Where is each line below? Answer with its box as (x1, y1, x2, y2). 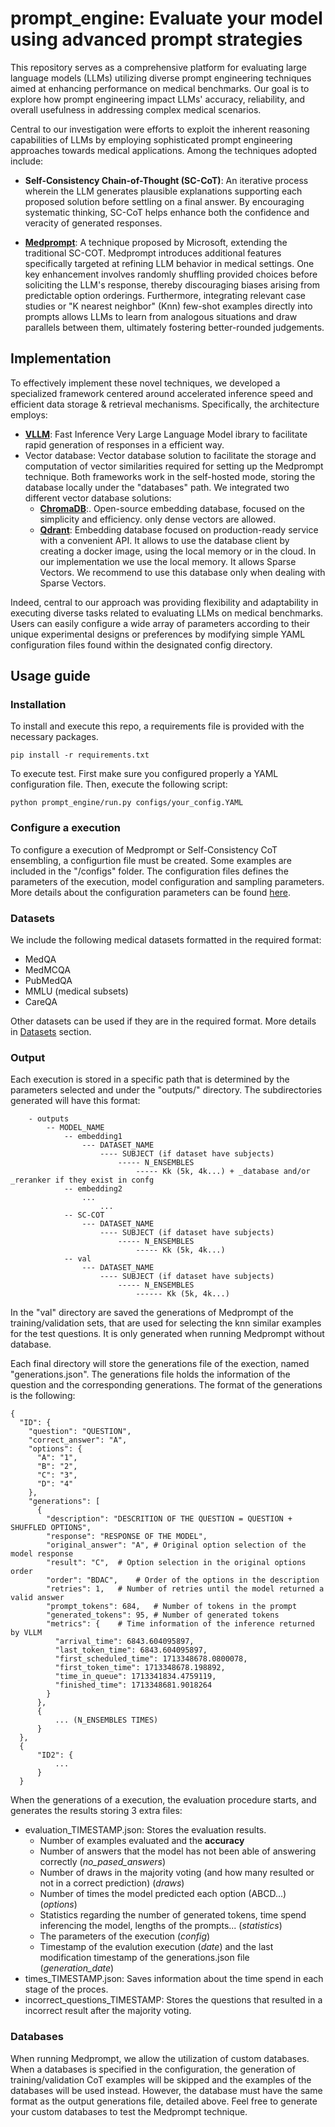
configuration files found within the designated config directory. (10, 638, 273, 651)
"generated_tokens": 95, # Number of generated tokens (46, 1610, 280, 1621)
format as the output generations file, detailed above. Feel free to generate (10, 2095, 318, 2107)
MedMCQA (24, 964, 71, 976)
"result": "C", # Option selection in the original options (46, 1558, 307, 1568)
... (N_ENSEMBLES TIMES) (54, 1715, 159, 1726)
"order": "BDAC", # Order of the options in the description (46, 1575, 320, 1586)
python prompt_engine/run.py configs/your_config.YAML (10, 798, 244, 808)
